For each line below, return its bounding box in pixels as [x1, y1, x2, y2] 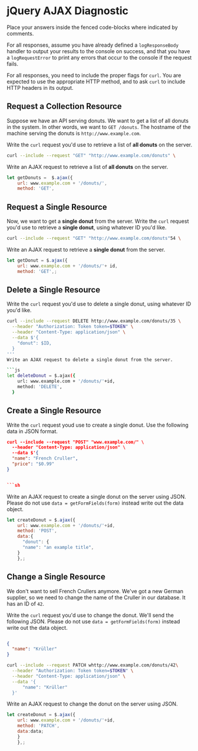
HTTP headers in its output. [6, 84, 74, 91]
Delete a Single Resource [6, 285, 101, 295]
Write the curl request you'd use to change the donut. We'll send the [6, 612, 174, 619]
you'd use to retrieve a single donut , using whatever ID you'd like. [6, 224, 167, 231]
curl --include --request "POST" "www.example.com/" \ [6, 439, 144, 445]
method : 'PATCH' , [17, 723, 60, 729]
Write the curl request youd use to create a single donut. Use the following [6, 421, 189, 428]
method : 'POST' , [17, 528, 58, 534]
